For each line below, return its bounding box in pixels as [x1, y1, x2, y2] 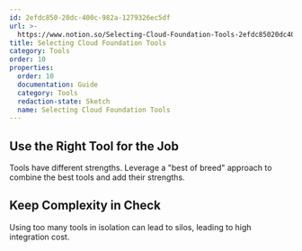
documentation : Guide [17, 80, 99, 89]
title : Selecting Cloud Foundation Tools [9, 38, 167, 48]
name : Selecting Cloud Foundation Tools [17, 105, 171, 114]
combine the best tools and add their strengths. [9, 172, 186, 183]
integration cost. [9, 231, 70, 242]
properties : [9, 64, 54, 73]
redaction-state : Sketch [17, 96, 111, 106]
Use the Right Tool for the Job [9, 139, 180, 154]
